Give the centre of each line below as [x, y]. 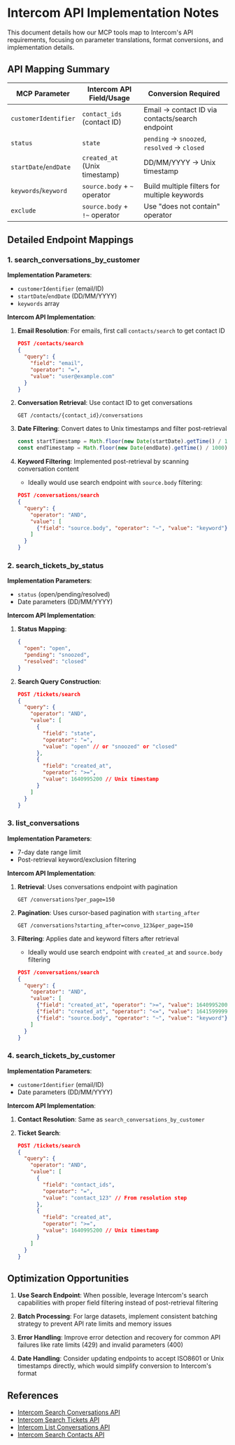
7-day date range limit [49, 852]
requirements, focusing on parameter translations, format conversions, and [115, 39]
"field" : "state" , [70, 733]
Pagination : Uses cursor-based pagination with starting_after [109, 912]
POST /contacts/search [50, 344]
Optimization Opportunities [68, 1278]
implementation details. [41, 47]
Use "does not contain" [182, 206]
